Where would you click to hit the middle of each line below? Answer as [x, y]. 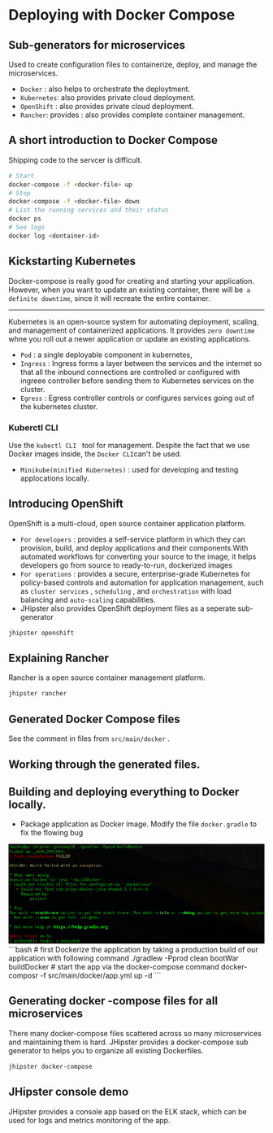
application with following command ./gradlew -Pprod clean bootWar [124, 958]
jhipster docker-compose [50, 1066]
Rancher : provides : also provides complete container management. [132, 115]
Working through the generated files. [104, 764]
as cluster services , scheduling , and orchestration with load [126, 590]
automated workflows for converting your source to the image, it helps [138, 556]
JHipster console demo [69, 1092]
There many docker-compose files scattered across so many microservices [135, 1033]
